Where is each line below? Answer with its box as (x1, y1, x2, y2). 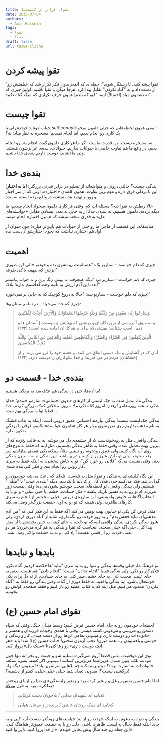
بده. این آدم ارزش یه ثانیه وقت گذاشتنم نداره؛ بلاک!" (5, 281, 100, 287)
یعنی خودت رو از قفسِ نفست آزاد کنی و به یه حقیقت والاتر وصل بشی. (5, 529, 133, 535)
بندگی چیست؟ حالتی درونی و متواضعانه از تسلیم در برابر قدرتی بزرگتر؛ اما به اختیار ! (5, 183, 157, 189)
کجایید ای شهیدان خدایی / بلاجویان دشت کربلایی (17, 692, 105, 698)
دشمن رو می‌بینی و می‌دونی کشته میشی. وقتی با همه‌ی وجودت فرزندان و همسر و (5, 627, 154, 633)
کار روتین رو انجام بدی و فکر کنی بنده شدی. (5, 463, 85, 469)
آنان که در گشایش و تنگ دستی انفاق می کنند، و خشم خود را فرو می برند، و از (17, 349, 158, 356)
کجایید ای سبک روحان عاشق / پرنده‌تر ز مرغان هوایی (17, 702, 114, 708)
